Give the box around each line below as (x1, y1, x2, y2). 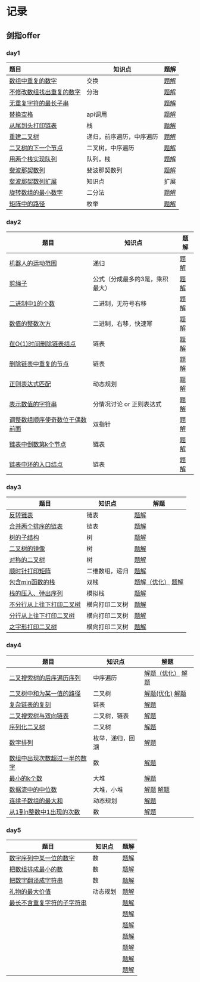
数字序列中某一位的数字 (9, 854, 76, 862)
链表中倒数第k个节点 (9, 440, 67, 449)
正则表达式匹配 (9, 380, 52, 389)
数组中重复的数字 (9, 76, 58, 85)
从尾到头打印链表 (9, 121, 58, 129)
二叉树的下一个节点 (9, 144, 64, 152)
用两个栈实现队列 (9, 155, 58, 163)
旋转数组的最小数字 (9, 188, 64, 197)
